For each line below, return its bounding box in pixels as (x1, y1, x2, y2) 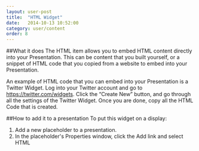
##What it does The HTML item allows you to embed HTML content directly (6, 47, 192, 54)
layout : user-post (6, 8, 52, 15)
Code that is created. (6, 103, 58, 110)
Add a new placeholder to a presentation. (14, 127, 117, 134)
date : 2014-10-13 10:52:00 (6, 20, 79, 26)
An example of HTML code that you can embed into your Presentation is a (6, 78, 188, 85)
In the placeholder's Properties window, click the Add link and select (14, 132, 183, 140)
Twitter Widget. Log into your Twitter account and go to (6, 84, 143, 91)
